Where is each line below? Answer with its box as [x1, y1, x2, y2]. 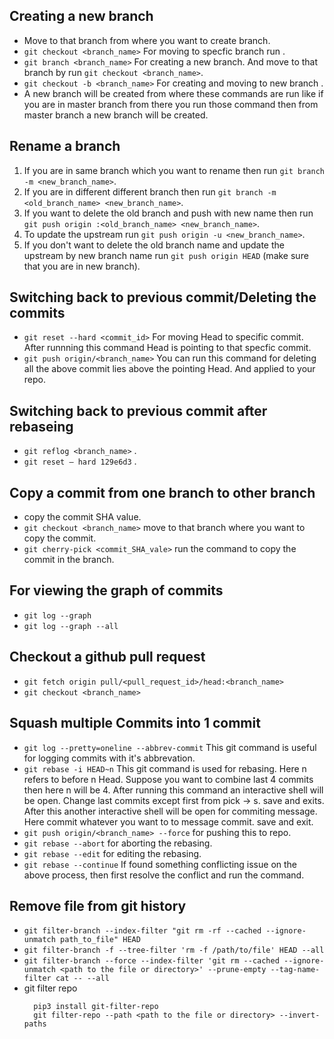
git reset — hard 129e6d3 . [23, 455, 137, 468]
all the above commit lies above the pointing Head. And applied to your [23, 363, 316, 375]
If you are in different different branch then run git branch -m [23, 185, 277, 198]
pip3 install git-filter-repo [33, 1002, 159, 1012]
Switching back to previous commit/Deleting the [9, 289, 317, 306]
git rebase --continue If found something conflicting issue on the [23, 858, 297, 870]
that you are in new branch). [23, 260, 141, 272]
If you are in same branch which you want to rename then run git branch [23, 164, 325, 176]
